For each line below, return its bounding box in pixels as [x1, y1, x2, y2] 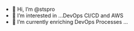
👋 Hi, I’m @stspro [11, 6, 56, 13]
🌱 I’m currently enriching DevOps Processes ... [11, 18, 129, 25]
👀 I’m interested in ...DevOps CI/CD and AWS [11, 12, 124, 19]
